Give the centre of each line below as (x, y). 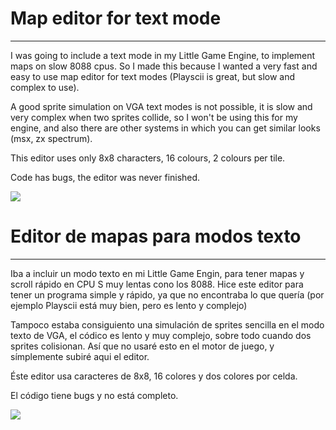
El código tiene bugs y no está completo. (94, 395)
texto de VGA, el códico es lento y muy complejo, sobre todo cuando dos (161, 335)
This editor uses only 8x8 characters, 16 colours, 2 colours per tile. (148, 158)
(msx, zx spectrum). (51, 138)
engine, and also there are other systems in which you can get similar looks (165, 128)
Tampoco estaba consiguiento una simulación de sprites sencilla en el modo (167, 324)
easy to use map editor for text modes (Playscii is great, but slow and (153, 76)
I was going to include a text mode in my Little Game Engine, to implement (163, 55)
